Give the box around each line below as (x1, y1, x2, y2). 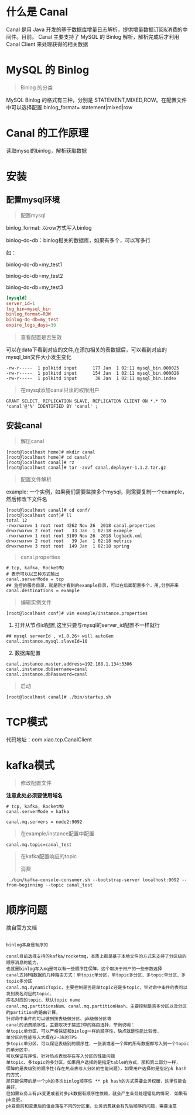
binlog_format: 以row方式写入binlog (6, 224, 92, 231)
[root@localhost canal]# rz (6, 459, 75, 465)
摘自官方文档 (6, 923, 37, 931)
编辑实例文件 (20, 599, 52, 606)
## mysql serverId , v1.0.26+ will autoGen (6, 633, 114, 639)
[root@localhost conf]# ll (6, 512, 72, 518)
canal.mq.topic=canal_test (6, 841, 72, 848)
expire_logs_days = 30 (6, 323, 57, 328)
